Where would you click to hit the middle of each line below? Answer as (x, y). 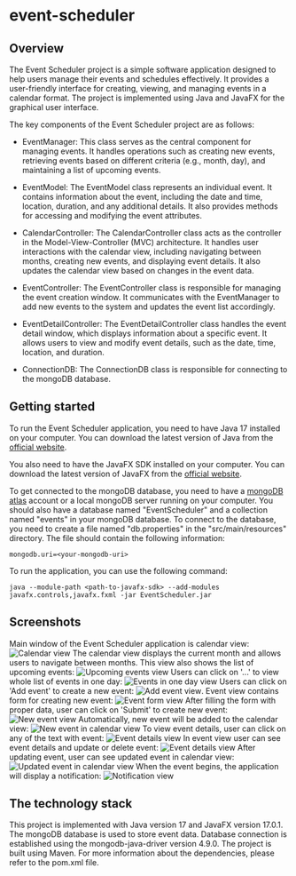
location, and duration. (63, 352)
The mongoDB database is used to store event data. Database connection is (148, 834)
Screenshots (45, 622)
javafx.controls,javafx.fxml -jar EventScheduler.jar (111, 595)
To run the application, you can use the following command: (118, 570)
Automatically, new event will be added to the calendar (178, 719)
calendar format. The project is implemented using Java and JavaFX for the (147, 98)
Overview (37, 48)
